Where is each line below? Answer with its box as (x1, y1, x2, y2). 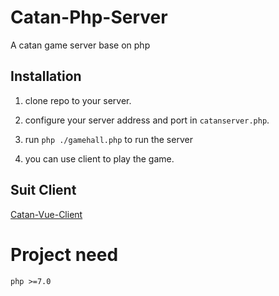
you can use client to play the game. (24, 152, 175, 165)
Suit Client (10, 182, 77, 199)
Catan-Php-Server (10, 6, 168, 29)
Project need (10, 243, 119, 266)
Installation (10, 68, 82, 85)
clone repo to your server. (24, 94, 132, 106)
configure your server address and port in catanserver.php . (24, 114, 270, 126)
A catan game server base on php (10, 39, 151, 51)
